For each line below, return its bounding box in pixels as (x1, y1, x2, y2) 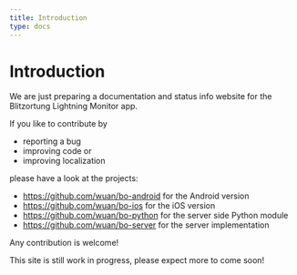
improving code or (22, 146, 92, 157)
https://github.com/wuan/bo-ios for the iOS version (22, 200, 216, 211)
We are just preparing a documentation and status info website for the (9, 91, 272, 102)
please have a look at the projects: (9, 173, 138, 184)
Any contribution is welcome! (9, 238, 119, 249)
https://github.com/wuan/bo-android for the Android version (22, 190, 250, 201)
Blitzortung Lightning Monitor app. (9, 101, 138, 112)
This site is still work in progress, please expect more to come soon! (9, 255, 265, 266)
